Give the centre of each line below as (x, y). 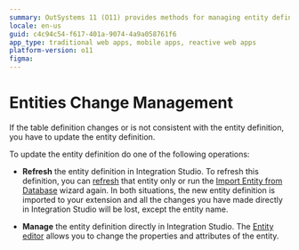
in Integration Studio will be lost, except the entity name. (125, 209)
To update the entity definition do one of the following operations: (129, 154)
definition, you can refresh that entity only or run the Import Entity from (152, 181)
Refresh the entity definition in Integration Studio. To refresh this (141, 171)
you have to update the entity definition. (82, 137)
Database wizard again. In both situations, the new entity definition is (149, 190)
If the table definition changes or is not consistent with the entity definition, (147, 127)
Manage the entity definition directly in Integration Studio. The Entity (148, 226)
